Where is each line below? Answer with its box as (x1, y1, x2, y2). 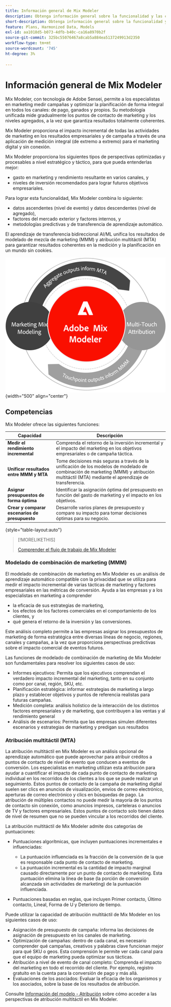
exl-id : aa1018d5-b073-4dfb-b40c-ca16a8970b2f (5, 30, 106, 35)
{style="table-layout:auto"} (5, 527, 62, 533)
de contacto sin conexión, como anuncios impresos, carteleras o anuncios (5, 803, 161, 809)
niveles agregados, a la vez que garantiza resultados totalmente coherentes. (5, 118, 165, 124)
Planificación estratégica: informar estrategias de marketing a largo (12, 686, 154, 692)
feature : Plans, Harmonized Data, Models (5, 24, 95, 30)
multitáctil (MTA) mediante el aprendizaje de (55, 474, 149, 480)
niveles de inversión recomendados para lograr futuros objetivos (12, 180, 149, 186)
